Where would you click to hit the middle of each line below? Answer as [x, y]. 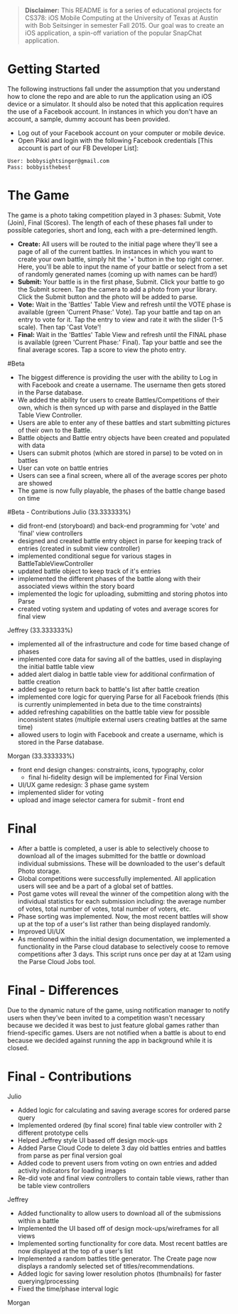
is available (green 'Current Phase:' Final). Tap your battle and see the [120, 342]
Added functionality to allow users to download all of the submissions [119, 1213]
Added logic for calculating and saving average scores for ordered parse [124, 1110]
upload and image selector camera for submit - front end [101, 800]
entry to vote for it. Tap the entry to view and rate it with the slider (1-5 [120, 319]
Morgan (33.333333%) [41, 756]
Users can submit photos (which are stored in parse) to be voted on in [120, 453]
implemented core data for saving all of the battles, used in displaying [119, 659]
